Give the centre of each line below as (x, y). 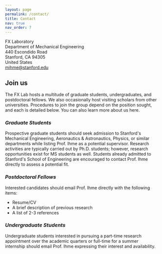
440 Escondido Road (26, 52)
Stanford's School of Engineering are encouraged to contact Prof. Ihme (76, 159)
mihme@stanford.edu (27, 68)
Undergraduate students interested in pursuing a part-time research (73, 236)
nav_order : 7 (18, 28)
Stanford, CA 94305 (25, 57)
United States (19, 62)
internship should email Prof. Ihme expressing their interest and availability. (80, 246)
